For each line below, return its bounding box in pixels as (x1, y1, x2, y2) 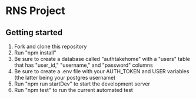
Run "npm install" (14, 49, 57, 56)
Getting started (5, 28, 63, 37)
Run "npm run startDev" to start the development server (14, 80, 151, 87)
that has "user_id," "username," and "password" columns (14, 62, 154, 69)
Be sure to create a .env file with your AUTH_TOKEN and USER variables (14, 68, 190, 74)
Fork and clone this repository (14, 43, 87, 50)
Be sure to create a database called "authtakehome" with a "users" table (14, 56, 191, 62)
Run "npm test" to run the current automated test (14, 87, 133, 93)
